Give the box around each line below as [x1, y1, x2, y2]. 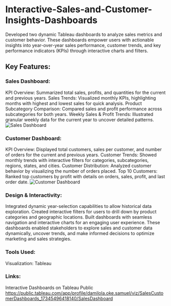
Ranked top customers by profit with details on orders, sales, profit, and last [5, 173, 165, 179]
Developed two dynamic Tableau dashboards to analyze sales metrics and [5, 31, 162, 37]
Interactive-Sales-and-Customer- [5, 4, 153, 15]
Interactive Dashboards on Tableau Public [5, 285, 94, 291]
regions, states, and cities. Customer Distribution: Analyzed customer [5, 162, 152, 169]
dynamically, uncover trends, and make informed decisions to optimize [5, 230, 155, 237]
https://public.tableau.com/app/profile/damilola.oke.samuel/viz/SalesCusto [5, 290, 164, 296]
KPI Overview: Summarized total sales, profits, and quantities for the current [5, 89, 166, 96]
